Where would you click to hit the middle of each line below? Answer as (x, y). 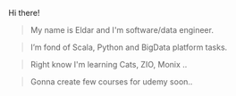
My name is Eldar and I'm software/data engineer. (122, 30)
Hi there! (24, 13)
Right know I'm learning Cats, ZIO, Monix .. (109, 64)
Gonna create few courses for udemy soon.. (111, 82)
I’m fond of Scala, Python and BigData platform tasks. (129, 47)
